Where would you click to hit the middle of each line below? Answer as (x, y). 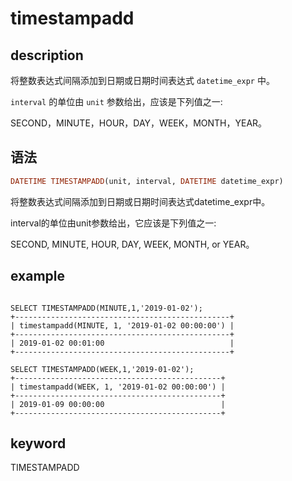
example (38, 276)
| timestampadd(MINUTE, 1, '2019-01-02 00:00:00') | (122, 325)
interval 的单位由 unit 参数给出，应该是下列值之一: (116, 101)
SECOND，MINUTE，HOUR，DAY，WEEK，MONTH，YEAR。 (139, 123)
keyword (38, 443)
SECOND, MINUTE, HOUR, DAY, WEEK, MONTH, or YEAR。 (132, 244)
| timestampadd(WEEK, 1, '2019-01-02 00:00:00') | (118, 387)
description (47, 55)
